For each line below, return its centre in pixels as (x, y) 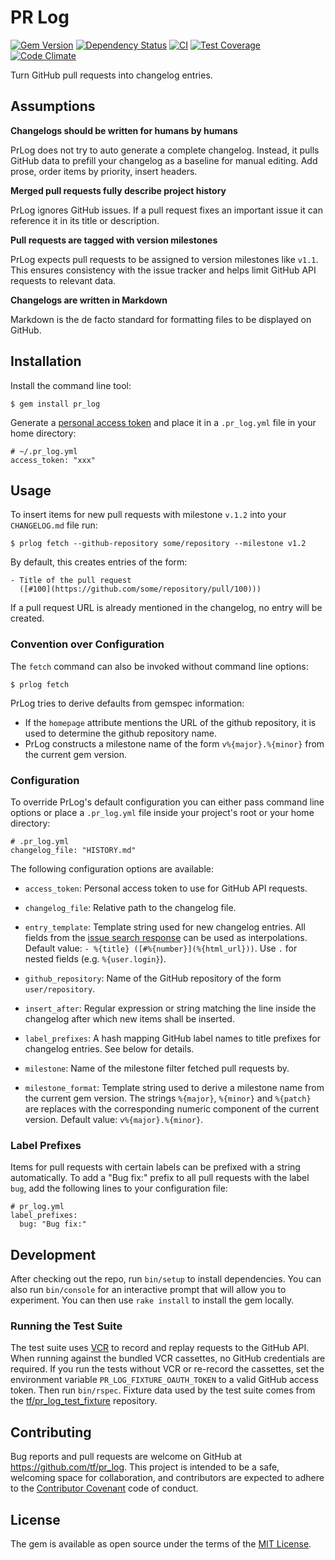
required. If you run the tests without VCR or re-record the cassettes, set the (167, 1369)
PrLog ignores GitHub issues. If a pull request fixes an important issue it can (166, 210)
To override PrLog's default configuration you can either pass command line (167, 802)
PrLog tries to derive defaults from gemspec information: (127, 703)
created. (27, 618)
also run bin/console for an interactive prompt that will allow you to (148, 1290)
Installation (46, 361)
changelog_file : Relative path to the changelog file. (130, 907)
